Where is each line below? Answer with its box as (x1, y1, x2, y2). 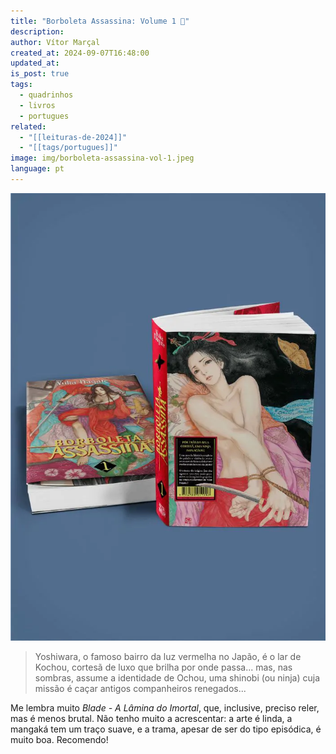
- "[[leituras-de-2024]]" (19, 132, 128, 142)
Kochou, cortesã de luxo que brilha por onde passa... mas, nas (34, 661, 293, 673)
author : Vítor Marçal (10, 37, 101, 47)
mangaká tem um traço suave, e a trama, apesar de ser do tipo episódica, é (10, 723, 322, 735)
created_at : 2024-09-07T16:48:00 (10, 48, 150, 58)
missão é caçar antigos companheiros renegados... (34, 682, 247, 694)
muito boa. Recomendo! (10, 733, 109, 745)
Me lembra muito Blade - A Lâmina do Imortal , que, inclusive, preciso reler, (10, 701, 320, 714)
